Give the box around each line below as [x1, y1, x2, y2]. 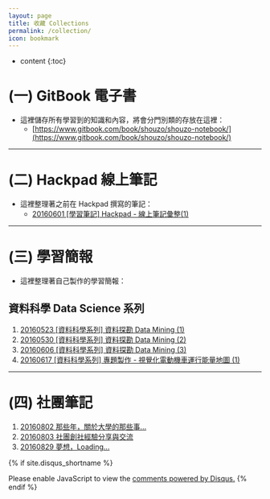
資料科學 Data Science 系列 [8, 302, 145, 315]
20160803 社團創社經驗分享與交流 [19, 431, 134, 441]
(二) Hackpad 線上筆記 [8, 171, 158, 189]
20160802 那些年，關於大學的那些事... [19, 422, 147, 431]
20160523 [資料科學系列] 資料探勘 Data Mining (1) [19, 324, 185, 334]
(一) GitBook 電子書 [8, 87, 137, 105]
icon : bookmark [8, 34, 59, 43]
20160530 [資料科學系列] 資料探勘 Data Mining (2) [19, 335, 186, 344]
